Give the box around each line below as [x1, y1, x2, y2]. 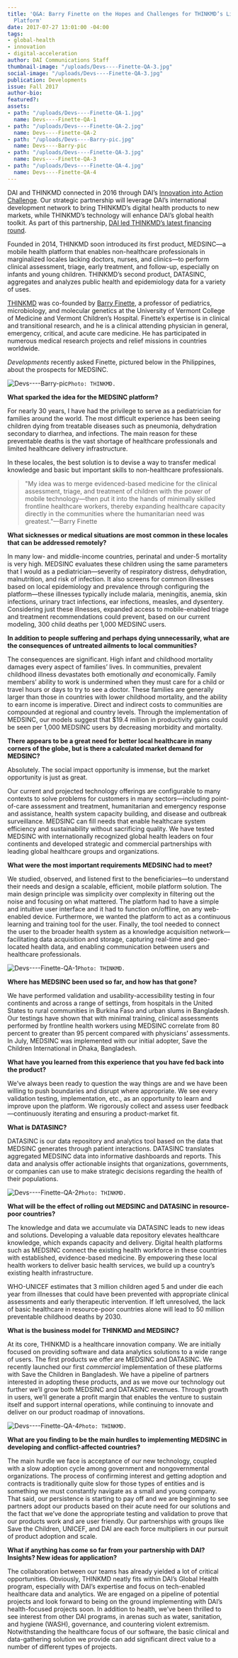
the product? [7, 1065, 47, 1074]
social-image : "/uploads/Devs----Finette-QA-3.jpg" [7, 70, 163, 77]
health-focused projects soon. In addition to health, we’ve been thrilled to [7, 1605, 222, 1613]
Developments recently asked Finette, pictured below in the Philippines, [7, 358, 216, 366]
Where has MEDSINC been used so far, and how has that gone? [7, 977, 197, 986]
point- [211, 794, 229, 803]
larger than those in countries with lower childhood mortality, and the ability [7, 693, 228, 701]
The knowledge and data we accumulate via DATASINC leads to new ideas [7, 1223, 225, 1231]
